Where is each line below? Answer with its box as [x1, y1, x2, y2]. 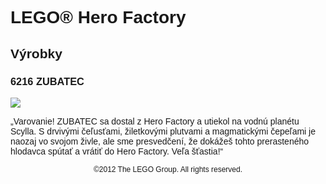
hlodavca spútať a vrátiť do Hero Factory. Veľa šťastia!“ [10, 145, 224, 157]
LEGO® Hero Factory [10, 7, 187, 28]
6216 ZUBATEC [10, 75, 85, 87]
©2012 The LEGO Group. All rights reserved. [93, 164, 243, 174]
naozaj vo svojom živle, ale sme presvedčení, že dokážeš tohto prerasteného [10, 135, 310, 147]
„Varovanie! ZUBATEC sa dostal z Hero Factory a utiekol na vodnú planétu [10, 115, 300, 127]
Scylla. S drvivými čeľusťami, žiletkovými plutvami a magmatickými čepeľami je [10, 125, 316, 137]
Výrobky [10, 45, 63, 61]
